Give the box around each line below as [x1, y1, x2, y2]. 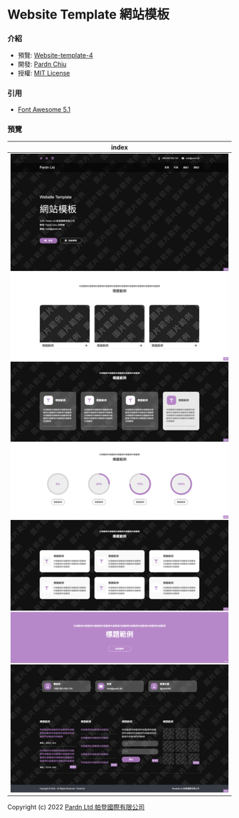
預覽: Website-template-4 [17, 51, 94, 60]
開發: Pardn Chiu [17, 60, 67, 68]
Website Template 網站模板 [7, 6, 170, 23]
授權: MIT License [17, 69, 70, 78]
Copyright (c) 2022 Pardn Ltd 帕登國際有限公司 [7, 802, 145, 811]
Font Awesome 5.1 [17, 105, 71, 114]
